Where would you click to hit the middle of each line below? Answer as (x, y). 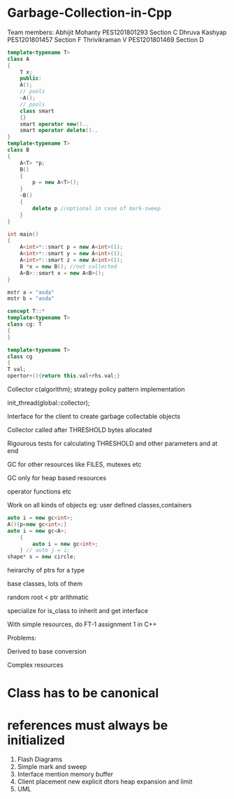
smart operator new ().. (54, 124)
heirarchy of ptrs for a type (46, 570)
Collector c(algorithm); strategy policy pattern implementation (96, 389)
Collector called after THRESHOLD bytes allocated (80, 430)
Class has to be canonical (83, 693)
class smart (37, 111)
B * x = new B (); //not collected (68, 266)
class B (19, 150)
